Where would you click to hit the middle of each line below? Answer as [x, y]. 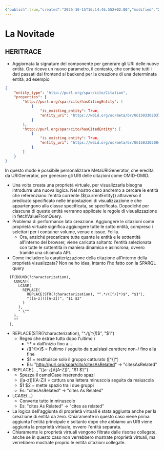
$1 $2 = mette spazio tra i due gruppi [57, 385]
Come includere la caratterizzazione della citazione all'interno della [80, 258]
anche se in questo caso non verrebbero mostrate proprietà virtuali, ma [84, 437]
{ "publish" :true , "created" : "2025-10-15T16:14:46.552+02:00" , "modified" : [81, 10]
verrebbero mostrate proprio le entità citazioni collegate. [69, 442]
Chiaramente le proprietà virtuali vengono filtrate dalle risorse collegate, [84, 432]
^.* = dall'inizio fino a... [49, 343]
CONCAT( [21, 281]
